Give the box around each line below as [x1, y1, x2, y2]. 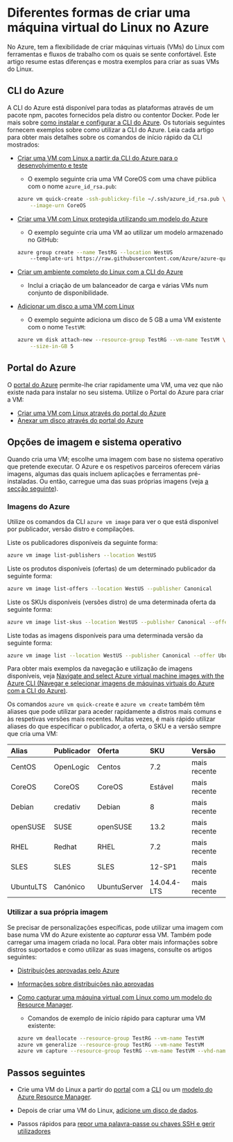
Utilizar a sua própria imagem [7, 907, 109, 917]
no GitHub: [27, 235, 59, 244]
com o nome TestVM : [27, 323, 86, 332]
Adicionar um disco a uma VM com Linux [17, 302, 135, 311]
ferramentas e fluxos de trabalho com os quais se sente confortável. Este [7, 50, 216, 58]
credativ [53, 802, 81, 812]
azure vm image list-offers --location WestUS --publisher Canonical [7, 585, 213, 592]
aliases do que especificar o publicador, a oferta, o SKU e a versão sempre [7, 722, 221, 731]
